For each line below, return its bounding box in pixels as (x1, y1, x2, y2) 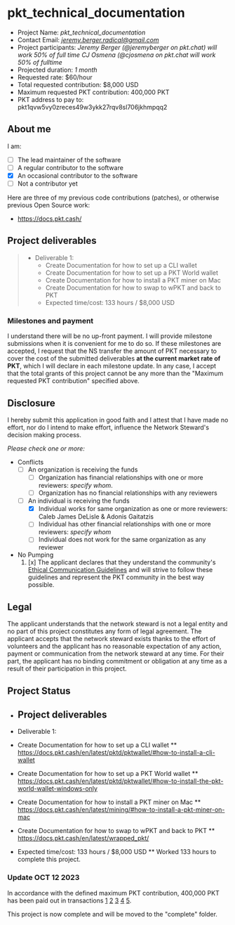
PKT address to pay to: (17, 95, 84, 103)
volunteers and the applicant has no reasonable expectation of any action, (7, 642, 222, 651)
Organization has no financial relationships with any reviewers (38, 489, 217, 497)
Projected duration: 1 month (17, 65, 98, 74)
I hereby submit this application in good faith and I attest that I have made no (7, 415, 229, 424)
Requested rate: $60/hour (17, 72, 93, 82)
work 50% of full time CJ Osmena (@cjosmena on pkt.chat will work (17, 51, 216, 59)
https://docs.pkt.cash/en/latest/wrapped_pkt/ (17, 834, 149, 843)
